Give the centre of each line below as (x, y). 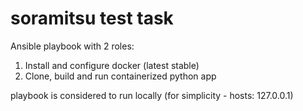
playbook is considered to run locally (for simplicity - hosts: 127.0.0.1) (152, 95)
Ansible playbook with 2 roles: (72, 46)
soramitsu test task (92, 18)
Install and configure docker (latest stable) (112, 65)
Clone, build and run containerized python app (120, 76)
